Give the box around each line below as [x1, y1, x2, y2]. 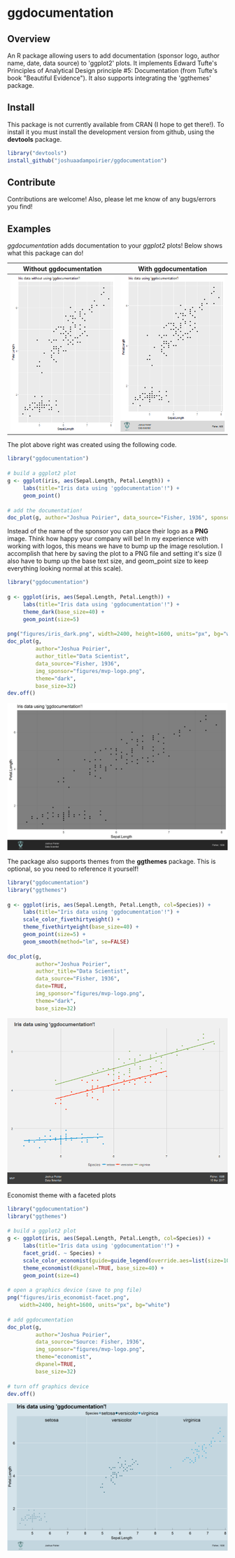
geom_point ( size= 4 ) [22, 1272, 80, 1279]
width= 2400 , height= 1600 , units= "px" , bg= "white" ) [20, 1302, 171, 1309]
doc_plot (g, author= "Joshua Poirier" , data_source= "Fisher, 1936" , [7, 514, 208, 521]
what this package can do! [7, 249, 84, 258]
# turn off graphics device [7, 1383, 90, 1390]
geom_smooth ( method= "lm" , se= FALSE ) [22, 938, 130, 945]
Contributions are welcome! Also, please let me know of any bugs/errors [7, 195, 216, 204]
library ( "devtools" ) [7, 149, 68, 157]
